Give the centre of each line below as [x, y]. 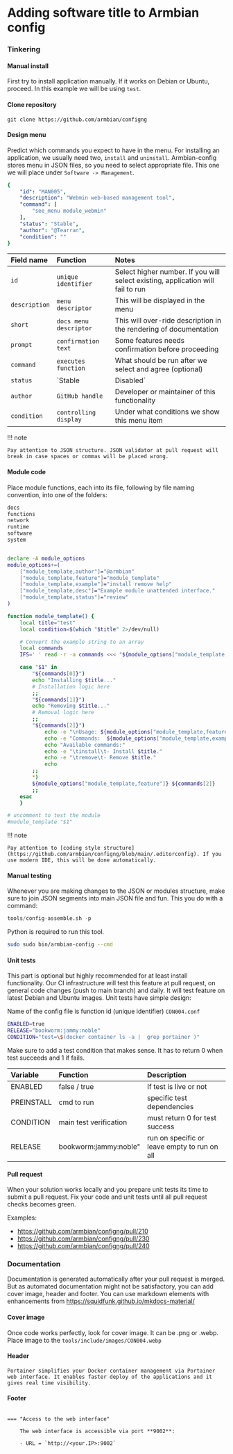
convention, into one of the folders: [57, 494]
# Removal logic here [63, 713]
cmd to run [76, 1102]
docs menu [72, 322]
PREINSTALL [31, 1102]
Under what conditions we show [167, 412]
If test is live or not [177, 1086]
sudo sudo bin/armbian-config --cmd [60, 945]
